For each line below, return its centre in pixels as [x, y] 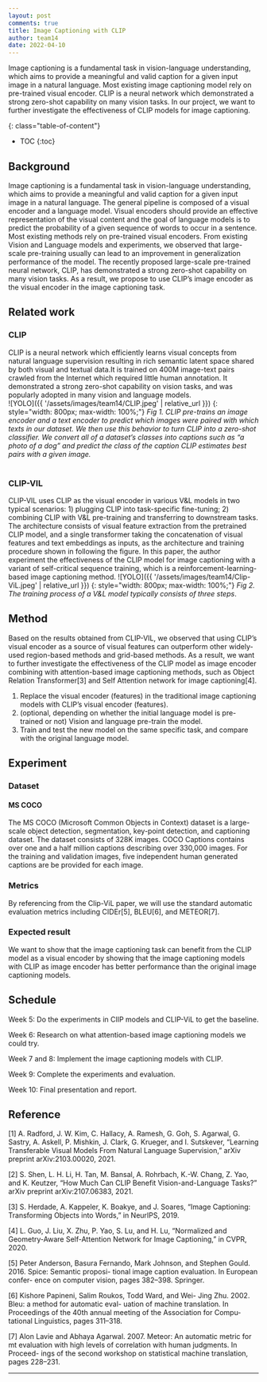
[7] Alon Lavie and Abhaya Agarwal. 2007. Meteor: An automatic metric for [130, 1337]
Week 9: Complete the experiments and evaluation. [92, 1074]
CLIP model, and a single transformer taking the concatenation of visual [126, 534]
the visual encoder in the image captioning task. [87, 287]
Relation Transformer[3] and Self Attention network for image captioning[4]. [132, 680]
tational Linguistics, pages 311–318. [66, 1321]
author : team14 [33, 38]
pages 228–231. [35, 1362]
